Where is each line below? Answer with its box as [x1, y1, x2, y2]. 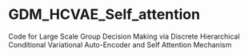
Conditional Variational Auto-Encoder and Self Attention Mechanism [8, 39, 232, 49]
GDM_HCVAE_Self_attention [8, 6, 201, 24]
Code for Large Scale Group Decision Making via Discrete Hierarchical [8, 32, 240, 41]
